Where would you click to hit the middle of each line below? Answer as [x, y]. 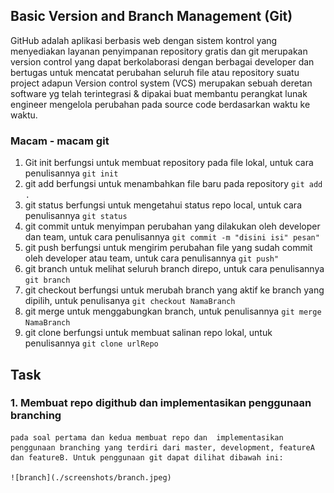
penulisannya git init [71, 173]
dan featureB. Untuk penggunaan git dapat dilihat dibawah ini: [147, 457]
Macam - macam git [60, 141]
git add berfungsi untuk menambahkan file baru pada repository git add [173, 184]
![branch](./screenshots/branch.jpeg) [91, 477]
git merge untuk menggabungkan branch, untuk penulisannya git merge [173, 311]
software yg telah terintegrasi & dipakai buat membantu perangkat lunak [159, 93]
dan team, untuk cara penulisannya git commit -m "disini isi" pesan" [172, 237]
